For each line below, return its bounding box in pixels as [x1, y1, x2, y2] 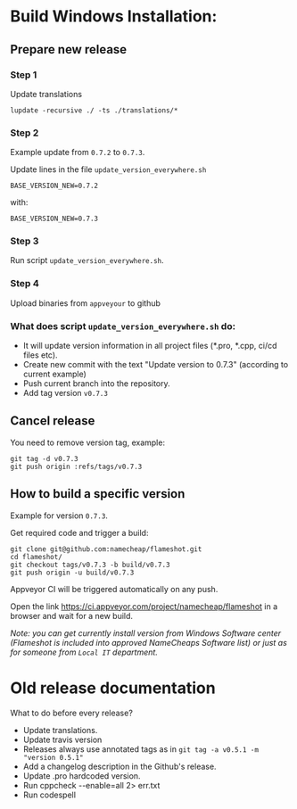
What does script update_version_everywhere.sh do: [10, 319, 235, 332]
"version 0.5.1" [22, 753, 84, 762]
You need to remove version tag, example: [10, 437, 166, 448]
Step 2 [10, 127, 39, 139]
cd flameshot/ [10, 552, 63, 561]
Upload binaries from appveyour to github [10, 297, 161, 309]
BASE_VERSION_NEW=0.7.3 [10, 214, 99, 224]
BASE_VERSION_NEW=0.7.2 [10, 181, 99, 191]
